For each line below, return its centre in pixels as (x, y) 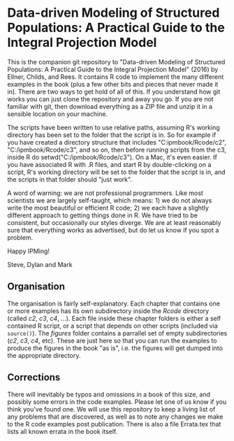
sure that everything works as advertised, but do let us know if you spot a (113, 230)
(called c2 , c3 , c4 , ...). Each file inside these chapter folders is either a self (114, 318)
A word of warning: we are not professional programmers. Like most (105, 193)
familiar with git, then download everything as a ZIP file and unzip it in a (110, 106)
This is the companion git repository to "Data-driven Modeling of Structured (116, 62)
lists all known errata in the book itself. (63, 431)
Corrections (34, 378)
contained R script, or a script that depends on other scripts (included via (112, 326)
